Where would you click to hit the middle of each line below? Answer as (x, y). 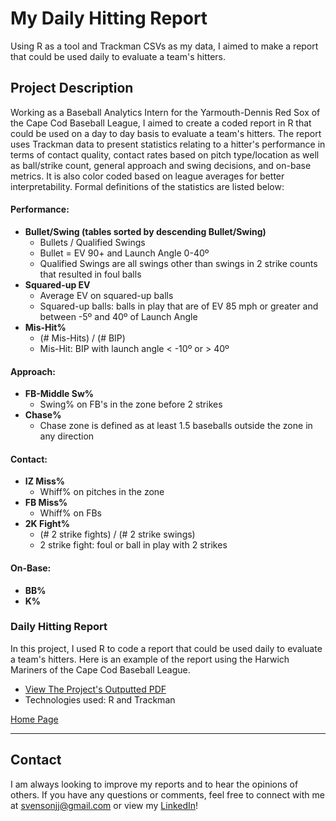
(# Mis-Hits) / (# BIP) (82, 338)
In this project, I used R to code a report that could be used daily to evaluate (166, 648)
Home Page (34, 719)
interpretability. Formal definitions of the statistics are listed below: (147, 186)
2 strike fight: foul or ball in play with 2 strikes (133, 545)
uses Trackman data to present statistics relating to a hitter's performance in (168, 144)
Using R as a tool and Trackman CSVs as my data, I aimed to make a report (164, 46)
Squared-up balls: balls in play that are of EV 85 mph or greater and (179, 306)
